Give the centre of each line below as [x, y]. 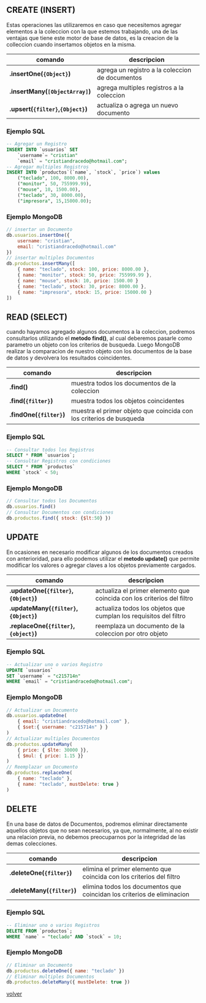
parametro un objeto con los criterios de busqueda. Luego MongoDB [93, 345]
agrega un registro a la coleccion [144, 70]
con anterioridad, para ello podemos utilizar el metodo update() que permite [103, 558]
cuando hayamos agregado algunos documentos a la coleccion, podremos [101, 332]
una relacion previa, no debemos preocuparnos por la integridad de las [96, 837]
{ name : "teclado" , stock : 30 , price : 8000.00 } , [82, 286]
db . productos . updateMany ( [39, 744]
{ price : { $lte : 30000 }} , [53, 750]
